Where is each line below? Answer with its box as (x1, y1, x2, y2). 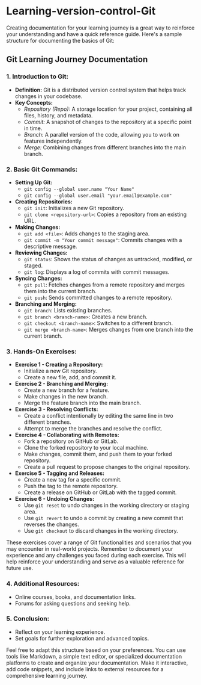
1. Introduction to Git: (6, 72, 69, 81)
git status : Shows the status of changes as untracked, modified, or (23, 255, 193, 262)
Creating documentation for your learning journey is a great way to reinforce (6, 24, 195, 31)
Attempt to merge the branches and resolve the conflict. (23, 425, 163, 432)
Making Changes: (14, 223, 61, 231)
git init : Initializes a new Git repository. (23, 204, 125, 211)
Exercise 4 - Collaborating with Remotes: (14, 432, 119, 439)
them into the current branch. (23, 287, 97, 294)
